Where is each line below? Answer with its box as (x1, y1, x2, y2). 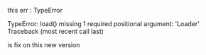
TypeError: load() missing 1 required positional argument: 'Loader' (7, 20, 200, 28)
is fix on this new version (7, 41, 80, 49)
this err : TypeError (7, 6, 63, 14)
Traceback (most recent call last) (7, 28, 104, 35)
